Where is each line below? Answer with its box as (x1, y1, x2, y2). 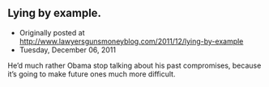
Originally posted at (19, 27, 85, 37)
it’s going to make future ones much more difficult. (7, 68, 176, 79)
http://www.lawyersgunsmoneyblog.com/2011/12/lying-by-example (19, 36, 244, 46)
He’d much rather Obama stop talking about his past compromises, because (7, 60, 262, 70)
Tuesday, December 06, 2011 (19, 44, 117, 55)
